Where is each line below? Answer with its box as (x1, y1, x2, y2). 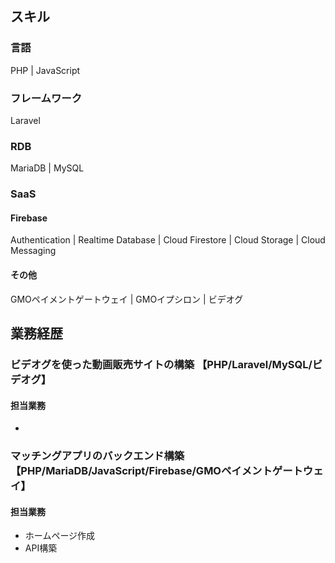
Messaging (10, 245, 57, 257)
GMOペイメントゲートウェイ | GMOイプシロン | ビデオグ (10, 293, 244, 305)
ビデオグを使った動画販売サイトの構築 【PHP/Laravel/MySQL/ (10, 357, 313, 371)
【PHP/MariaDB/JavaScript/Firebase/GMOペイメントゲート (10, 464, 303, 478)
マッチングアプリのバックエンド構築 (10, 449, 185, 463)
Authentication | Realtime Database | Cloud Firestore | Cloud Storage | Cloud (10, 234, 326, 246)
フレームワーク (10, 91, 83, 105)
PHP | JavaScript (10, 64, 81, 76)
